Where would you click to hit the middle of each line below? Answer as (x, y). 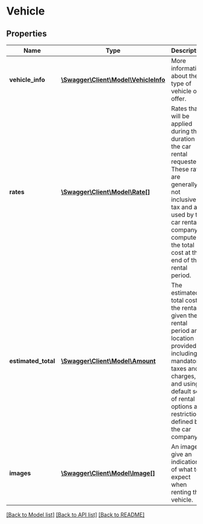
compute (184, 237)
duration (183, 139)
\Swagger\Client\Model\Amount (108, 361)
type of (181, 83)
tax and (182, 207)
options (182, 406)
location (183, 338)
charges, (184, 376)
